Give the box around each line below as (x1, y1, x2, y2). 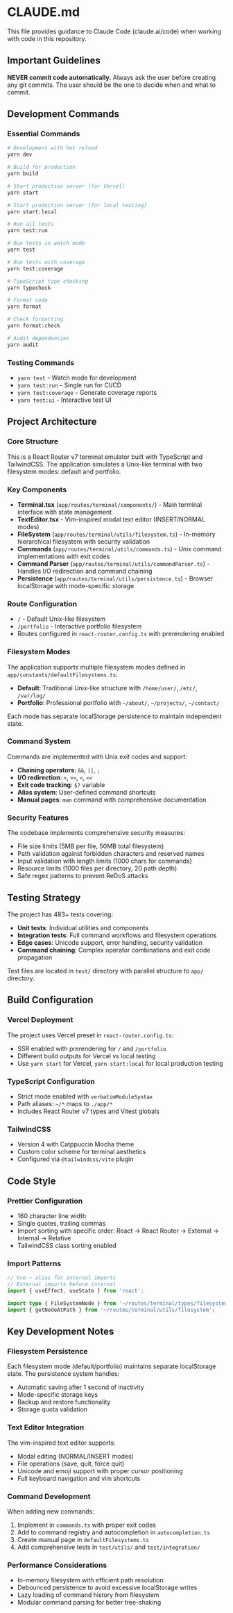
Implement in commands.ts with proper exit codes (17, 1521, 156, 1529)
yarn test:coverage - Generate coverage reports (17, 388, 157, 396)
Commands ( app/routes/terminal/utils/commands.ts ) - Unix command (17, 544, 222, 553)
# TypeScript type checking (7, 277, 89, 285)
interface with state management (17, 508, 112, 516)
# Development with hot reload (7, 145, 98, 152)
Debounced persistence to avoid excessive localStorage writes (17, 1583, 198, 1592)
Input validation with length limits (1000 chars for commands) (17, 857, 193, 866)
